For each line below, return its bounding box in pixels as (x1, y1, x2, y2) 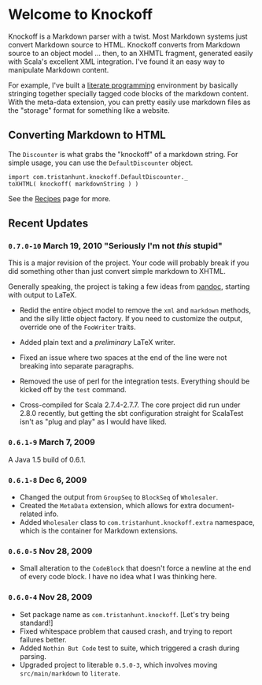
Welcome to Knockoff (8, 6, 153, 24)
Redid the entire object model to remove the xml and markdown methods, (19, 305, 252, 315)
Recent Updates (8, 217, 89, 230)
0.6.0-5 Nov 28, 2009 (8, 545, 93, 556)
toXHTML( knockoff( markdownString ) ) (8, 180, 139, 188)
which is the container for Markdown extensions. (19, 526, 179, 536)
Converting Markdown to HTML (8, 129, 167, 142)
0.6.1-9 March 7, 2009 (8, 436, 96, 447)
